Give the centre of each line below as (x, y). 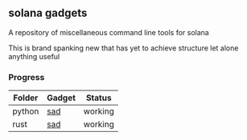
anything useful (34, 56)
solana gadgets (48, 13)
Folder (26, 98)
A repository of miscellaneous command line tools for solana (109, 32)
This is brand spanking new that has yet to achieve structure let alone (123, 48)
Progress (27, 77)
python (26, 111)
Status (99, 98)
